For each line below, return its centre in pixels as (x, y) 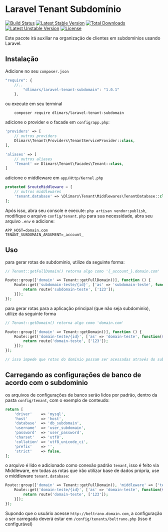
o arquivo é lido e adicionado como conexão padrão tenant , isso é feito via (82, 465)
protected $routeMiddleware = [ (39, 187)
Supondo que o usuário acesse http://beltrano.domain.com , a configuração (84, 513)
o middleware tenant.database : (37, 476)
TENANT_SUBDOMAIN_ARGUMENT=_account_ (44, 234)
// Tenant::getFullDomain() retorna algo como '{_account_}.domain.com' (82, 271)
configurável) (19, 524)
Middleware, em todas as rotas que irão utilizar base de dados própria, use (82, 470)
